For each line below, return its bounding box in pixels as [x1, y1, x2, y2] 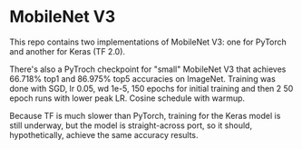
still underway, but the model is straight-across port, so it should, [9, 120, 252, 131]
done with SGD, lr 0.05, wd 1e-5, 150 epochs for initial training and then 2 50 [9, 83, 294, 94]
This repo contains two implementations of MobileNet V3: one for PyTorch [9, 36, 287, 47]
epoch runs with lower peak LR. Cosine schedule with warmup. [9, 93, 246, 104]
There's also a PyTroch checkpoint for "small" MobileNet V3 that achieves [9, 64, 287, 74]
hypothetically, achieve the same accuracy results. [9, 129, 199, 140]
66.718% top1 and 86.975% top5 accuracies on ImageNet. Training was [9, 73, 277, 84]
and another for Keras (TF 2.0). [9, 45, 125, 56]
